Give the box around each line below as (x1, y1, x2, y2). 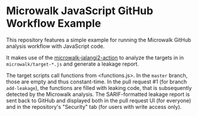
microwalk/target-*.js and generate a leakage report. (6, 60, 139, 67)
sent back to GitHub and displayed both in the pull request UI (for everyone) (6, 96, 191, 104)
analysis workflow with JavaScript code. (6, 43, 105, 50)
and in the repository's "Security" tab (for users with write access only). (6, 103, 182, 110)
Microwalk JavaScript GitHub (6, 4, 154, 18)
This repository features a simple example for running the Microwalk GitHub (6, 36, 191, 43)
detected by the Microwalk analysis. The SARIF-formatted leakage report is (6, 91, 190, 98)
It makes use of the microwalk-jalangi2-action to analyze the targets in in (6, 54, 184, 61)
